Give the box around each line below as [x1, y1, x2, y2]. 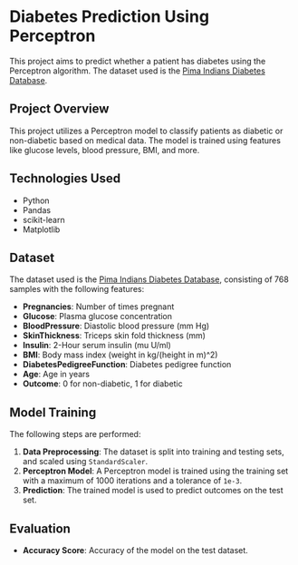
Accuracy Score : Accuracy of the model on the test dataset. [22, 545, 249, 555]
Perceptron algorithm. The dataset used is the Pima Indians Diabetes [9, 65, 265, 76]
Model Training [9, 404, 97, 420]
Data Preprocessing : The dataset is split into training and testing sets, [22, 446, 285, 457]
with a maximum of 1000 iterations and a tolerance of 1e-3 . [22, 475, 243, 486]
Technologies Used [9, 170, 120, 187]
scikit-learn [22, 214, 65, 225]
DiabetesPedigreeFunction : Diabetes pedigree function [22, 359, 232, 370]
